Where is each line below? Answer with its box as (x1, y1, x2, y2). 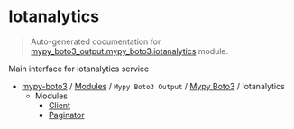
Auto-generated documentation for (30, 36, 161, 47)
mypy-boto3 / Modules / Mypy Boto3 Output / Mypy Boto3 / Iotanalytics (21, 80, 285, 91)
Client (48, 99, 71, 110)
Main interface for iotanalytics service (8, 63, 150, 74)
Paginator (48, 109, 85, 120)
